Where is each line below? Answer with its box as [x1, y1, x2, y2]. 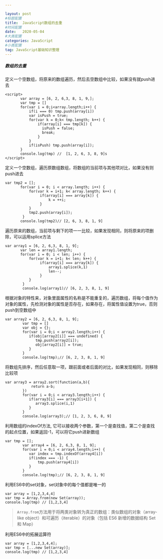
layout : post [5, 11, 32, 16]
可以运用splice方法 [13, 234, 51, 240]
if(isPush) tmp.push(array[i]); [29, 143, 95, 148]
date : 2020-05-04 [5, 30, 45, 34]
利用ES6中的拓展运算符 [5, 531, 52, 537]
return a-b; [31, 384, 55, 389]
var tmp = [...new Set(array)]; [5, 545, 70, 550]
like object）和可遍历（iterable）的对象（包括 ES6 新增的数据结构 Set [16, 515, 156, 521]
